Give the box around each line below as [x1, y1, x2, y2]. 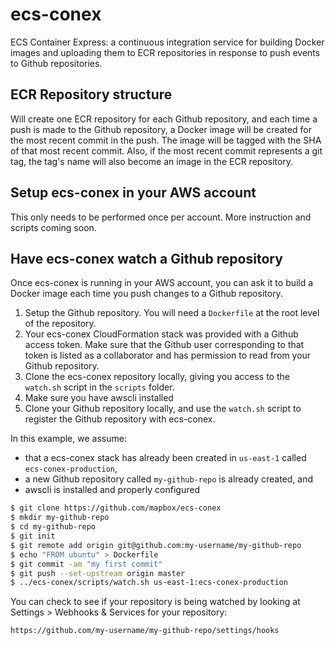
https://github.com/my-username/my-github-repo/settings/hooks [10, 626, 280, 636]
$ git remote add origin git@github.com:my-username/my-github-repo [10, 540, 302, 550]
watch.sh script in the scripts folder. [24, 381, 175, 393]
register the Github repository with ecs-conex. [24, 413, 216, 425]
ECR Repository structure [10, 86, 173, 103]
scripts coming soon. [10, 221, 97, 233]
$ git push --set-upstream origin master [10, 568, 186, 578]
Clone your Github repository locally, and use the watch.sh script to [24, 403, 302, 415]
